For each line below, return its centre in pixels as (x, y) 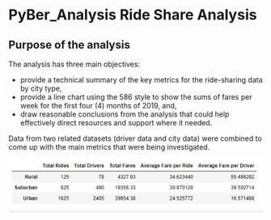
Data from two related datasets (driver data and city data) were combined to (135, 138)
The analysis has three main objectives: (74, 64)
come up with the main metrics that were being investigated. (109, 147)
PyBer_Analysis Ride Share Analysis (133, 15)
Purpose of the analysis (70, 45)
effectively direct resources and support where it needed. (116, 123)
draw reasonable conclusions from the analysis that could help (125, 114)
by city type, (41, 88)
